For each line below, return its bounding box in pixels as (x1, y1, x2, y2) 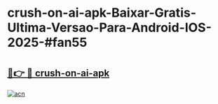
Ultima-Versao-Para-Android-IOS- (7, 20, 212, 36)
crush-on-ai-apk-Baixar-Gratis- (7, 5, 196, 21)
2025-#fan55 (7, 35, 88, 50)
